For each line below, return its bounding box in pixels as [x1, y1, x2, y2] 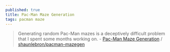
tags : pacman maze [5, 17, 45, 22]
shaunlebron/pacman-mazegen [17, 41, 85, 47]
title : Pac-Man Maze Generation [5, 12, 74, 17]
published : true [5, 7, 40, 13]
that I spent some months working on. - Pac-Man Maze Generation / [17, 36, 163, 42]
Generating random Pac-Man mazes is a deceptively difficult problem [17, 31, 165, 37]
